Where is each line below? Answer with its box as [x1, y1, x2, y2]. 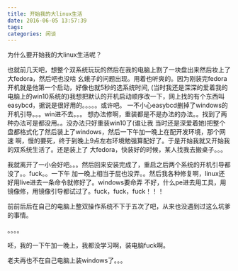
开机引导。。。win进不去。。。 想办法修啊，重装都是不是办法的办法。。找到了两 [7, 110, 228, 118]
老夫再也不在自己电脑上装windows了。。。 [7, 256, 127, 265]
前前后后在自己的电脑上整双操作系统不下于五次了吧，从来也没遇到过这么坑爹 [7, 202, 231, 211]
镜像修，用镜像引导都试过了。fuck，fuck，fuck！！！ [7, 187, 164, 196]
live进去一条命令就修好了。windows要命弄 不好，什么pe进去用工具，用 [19, 178, 227, 187]
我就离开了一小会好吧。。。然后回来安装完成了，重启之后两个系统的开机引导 [7, 160, 225, 169]
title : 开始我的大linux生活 [7, 10, 83, 18]
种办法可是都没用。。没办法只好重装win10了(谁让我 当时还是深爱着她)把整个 [7, 118, 226, 128]
